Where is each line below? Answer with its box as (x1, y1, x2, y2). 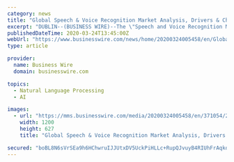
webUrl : (7, 36, 30, 43)
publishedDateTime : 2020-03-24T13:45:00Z (7, 29, 130, 37)
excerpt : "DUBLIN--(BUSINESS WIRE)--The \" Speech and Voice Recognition (7, 23, 223, 30)
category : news (7, 10, 52, 17)
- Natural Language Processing (13, 87, 104, 94)
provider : (7, 55, 36, 63)
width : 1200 (19, 119, 54, 126)
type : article (7, 42, 49, 49)
